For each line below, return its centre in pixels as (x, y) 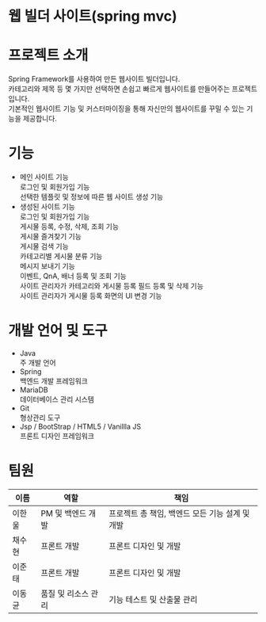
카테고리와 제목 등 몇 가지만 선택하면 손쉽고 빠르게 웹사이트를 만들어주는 (119, 89)
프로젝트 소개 (48, 55)
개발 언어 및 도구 (58, 331)
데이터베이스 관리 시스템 (57, 399)
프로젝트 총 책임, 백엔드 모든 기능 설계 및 (179, 513)
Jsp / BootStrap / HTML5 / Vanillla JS (80, 426)
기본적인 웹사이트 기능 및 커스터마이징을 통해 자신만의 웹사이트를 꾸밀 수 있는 (127, 109)
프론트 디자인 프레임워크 (57, 436)
